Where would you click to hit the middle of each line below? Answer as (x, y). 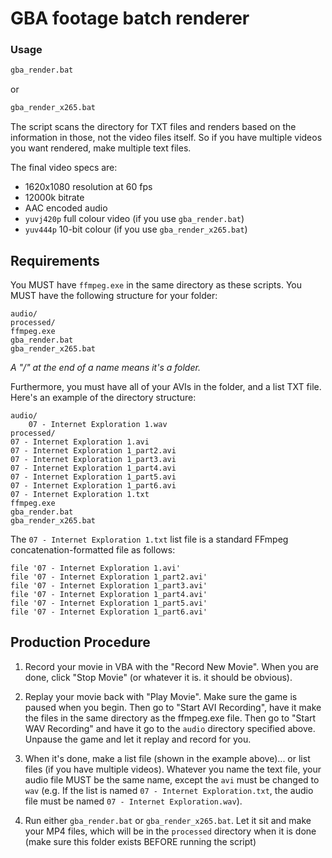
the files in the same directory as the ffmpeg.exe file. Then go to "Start (170, 718)
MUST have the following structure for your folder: (114, 296)
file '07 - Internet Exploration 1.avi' (96, 568)
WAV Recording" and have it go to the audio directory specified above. (170, 728)
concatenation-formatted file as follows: (93, 550)
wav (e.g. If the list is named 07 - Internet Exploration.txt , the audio (169, 790)
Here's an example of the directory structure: (103, 398)
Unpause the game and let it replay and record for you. (138, 739)
